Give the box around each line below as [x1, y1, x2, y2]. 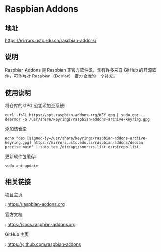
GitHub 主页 [5, 231, 29, 237]
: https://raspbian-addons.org [5, 202, 65, 207]
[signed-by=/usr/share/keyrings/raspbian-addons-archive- [26, 136, 148, 141]
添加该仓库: [5, 126, 28, 132]
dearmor [5, 117, 21, 122]
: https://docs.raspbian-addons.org [5, 222, 76, 227]
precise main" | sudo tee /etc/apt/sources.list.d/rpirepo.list [5, 144, 139, 149]
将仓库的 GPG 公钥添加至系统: [5, 102, 65, 108]
